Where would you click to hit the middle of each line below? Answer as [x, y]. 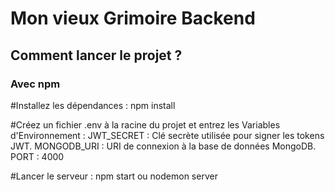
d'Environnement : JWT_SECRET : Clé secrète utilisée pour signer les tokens [167, 135]
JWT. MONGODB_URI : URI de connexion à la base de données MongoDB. [163, 146]
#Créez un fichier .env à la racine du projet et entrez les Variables [145, 124]
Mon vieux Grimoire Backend [133, 18]
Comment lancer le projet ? [96, 55]
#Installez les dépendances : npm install [93, 105]
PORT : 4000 [37, 156]
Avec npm [35, 84]
